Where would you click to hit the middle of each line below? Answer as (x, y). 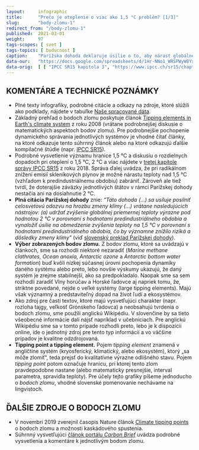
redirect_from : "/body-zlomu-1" (46, 28)
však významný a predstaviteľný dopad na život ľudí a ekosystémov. (98, 294)
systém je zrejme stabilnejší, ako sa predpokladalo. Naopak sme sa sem (102, 275)
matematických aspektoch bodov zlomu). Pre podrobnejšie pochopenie (102, 131)
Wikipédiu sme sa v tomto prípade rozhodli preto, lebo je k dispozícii (98, 326)
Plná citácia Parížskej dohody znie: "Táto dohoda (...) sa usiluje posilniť (102, 200)
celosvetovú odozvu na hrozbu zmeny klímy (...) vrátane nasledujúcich (101, 206)
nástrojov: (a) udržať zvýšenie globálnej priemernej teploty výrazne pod (102, 213)
